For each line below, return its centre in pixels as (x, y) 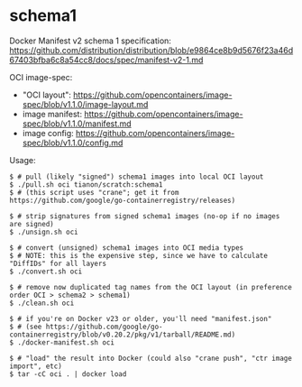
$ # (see (26, 327)
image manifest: (52, 114)
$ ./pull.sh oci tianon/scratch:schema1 (87, 184)
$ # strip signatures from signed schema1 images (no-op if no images (145, 216)
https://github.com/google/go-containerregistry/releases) (123, 200)
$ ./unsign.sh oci (44, 232)
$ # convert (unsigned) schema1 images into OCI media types (127, 248)
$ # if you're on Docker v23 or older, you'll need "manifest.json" (141, 318)
